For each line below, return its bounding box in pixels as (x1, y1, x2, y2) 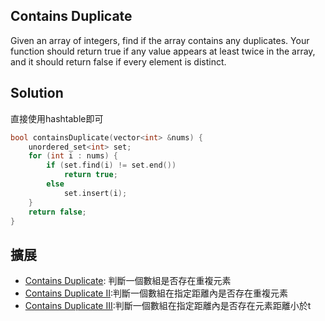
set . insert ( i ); (63, 188, 128, 198)
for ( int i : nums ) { (28, 151, 118, 161)
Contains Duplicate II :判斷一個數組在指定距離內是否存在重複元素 (24, 287, 289, 299)
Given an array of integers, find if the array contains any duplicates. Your (10, 34, 310, 46)
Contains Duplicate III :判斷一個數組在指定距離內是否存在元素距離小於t (24, 300, 312, 312)
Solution (10, 85, 64, 102)
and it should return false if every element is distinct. (10, 55, 227, 68)
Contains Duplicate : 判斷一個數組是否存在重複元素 (24, 275, 232, 287)
